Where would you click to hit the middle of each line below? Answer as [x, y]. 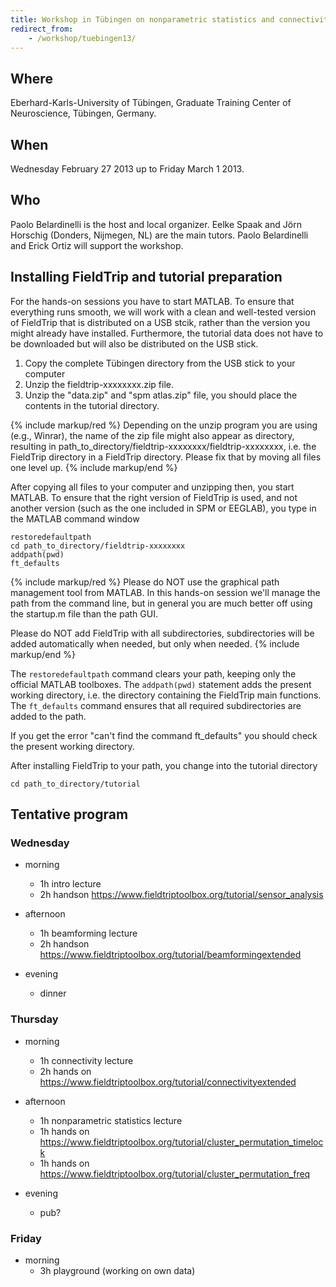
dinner [53, 993]
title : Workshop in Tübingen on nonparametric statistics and [142, 19]
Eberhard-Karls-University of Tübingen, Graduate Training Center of [151, 103]
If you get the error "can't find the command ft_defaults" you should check [164, 735]
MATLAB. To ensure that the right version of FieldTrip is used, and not [154, 497]
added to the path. [48, 716]
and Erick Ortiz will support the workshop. [97, 245]
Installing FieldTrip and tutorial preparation [146, 277]
